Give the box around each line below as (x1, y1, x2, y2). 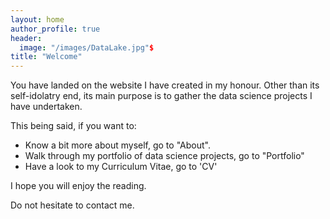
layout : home (10, 14, 65, 25)
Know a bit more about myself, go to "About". (24, 139, 211, 151)
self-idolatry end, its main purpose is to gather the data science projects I (10, 90, 313, 102)
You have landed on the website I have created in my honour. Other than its (10, 79, 320, 91)
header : (10, 33, 43, 43)
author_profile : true (10, 24, 101, 34)
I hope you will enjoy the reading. (10, 180, 147, 192)
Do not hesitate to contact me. (10, 199, 135, 211)
